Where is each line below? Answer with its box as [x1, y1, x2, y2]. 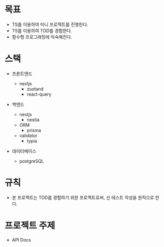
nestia [26, 117, 40, 123]
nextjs [19, 80, 32, 87]
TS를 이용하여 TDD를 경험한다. [11, 27, 72, 33]
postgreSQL [19, 158, 44, 164]
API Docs [11, 237, 31, 243]
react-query [26, 91, 52, 97]
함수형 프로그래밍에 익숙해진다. [11, 34, 73, 40]
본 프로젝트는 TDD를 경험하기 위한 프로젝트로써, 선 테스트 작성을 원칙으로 [11, 194, 154, 200]
